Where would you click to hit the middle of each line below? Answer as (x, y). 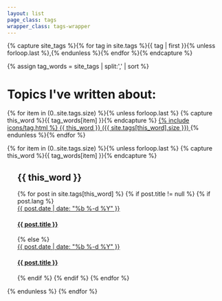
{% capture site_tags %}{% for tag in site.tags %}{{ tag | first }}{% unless (111, 46)
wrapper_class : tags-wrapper (49, 26)
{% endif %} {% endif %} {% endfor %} (73, 278)
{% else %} (33, 239)
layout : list (26, 13)
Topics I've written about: (82, 94)
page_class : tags (32, 20)
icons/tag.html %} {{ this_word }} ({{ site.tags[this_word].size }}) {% (103, 128)
